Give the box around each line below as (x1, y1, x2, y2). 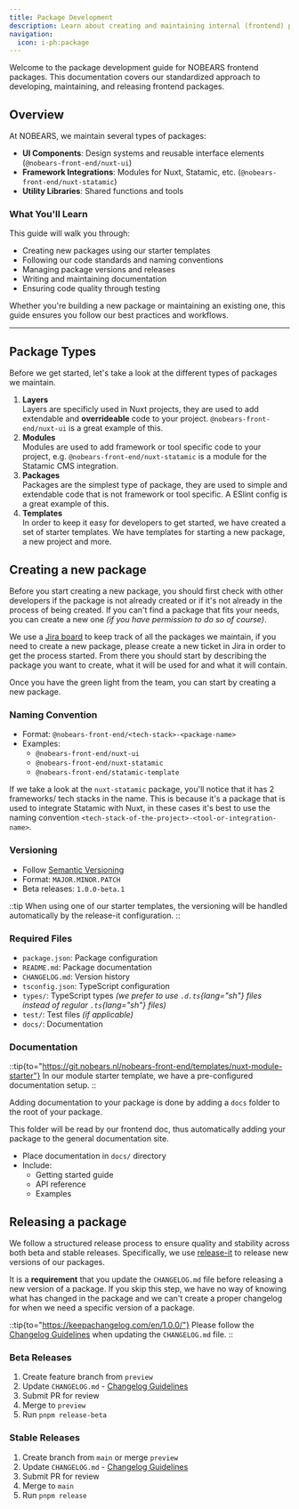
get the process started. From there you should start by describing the (9, 650, 267, 661)
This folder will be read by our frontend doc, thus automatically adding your (9, 1124, 287, 1135)
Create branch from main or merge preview (21, 1452, 179, 1463)
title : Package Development (9, 12, 114, 22)
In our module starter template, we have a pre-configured (42, 1070, 254, 1082)
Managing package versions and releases (21, 264, 176, 275)
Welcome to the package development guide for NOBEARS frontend (9, 62, 259, 73)
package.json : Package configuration (21, 952, 158, 962)
